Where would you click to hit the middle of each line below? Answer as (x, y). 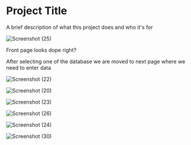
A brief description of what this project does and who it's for (80, 27)
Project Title (37, 11)
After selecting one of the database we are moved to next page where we (96, 61)
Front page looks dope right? (41, 50)
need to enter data (29, 67)
